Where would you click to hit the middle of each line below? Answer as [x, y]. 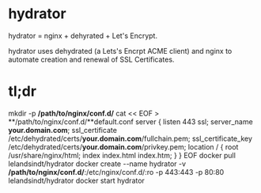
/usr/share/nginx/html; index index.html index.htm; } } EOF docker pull [122, 155]
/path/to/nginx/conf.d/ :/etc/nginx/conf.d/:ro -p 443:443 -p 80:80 [116, 172]
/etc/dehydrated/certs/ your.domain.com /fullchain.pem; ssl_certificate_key [130, 138]
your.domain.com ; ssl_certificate [62, 130]
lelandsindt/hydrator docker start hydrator [76, 180]
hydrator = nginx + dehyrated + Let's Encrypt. [83, 36]
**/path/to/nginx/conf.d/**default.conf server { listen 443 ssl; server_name [130, 121]
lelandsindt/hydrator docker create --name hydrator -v [97, 164]
